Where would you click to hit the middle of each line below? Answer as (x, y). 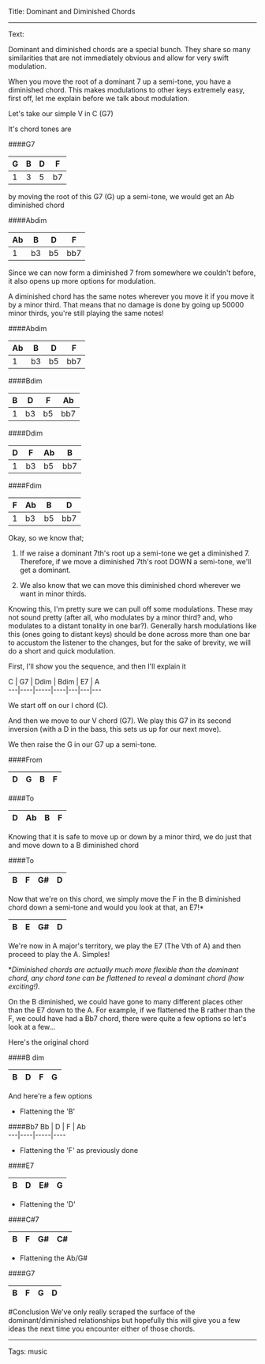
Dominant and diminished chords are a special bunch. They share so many (129, 49)
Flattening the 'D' (48, 1204)
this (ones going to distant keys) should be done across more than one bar (129, 634)
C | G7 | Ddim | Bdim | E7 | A (54, 682)
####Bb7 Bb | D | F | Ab (47, 1127)
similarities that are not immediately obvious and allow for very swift (118, 58)
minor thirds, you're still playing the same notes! (86, 313)
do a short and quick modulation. (62, 651)
